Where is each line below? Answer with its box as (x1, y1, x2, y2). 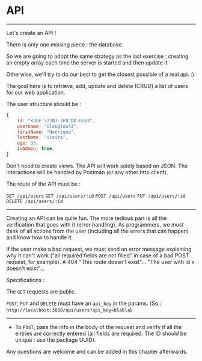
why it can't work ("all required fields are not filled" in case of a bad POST (6, 251, 189, 259)
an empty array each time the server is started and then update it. (6, 58, 170, 66)
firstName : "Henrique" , (17, 129, 77, 135)
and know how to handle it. (6, 233, 73, 241)
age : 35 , (17, 140, 39, 146)
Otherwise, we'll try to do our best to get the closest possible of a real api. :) (6, 71, 194, 78)
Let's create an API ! (6, 29, 57, 36)
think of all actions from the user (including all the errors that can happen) (6, 227, 189, 234)
